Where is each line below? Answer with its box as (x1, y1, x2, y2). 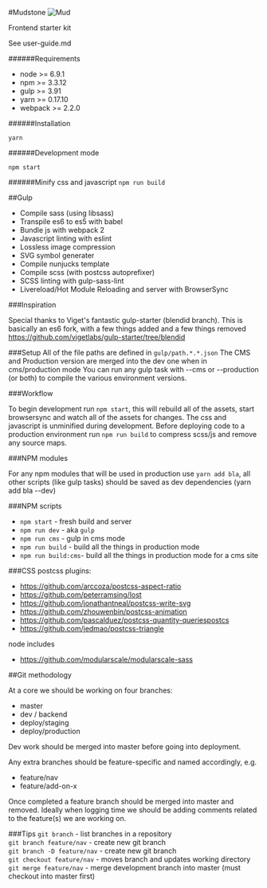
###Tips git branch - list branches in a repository (8, 829, 172, 839)
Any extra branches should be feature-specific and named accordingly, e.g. (8, 757, 257, 767)
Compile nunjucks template (19, 259, 110, 269)
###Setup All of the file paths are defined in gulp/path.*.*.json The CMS (8, 348, 251, 357)
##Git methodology (8, 670, 72, 679)
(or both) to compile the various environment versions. (8, 373, 187, 383)
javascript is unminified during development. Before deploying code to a (8, 421, 245, 430)
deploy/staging (19, 718, 69, 727)
